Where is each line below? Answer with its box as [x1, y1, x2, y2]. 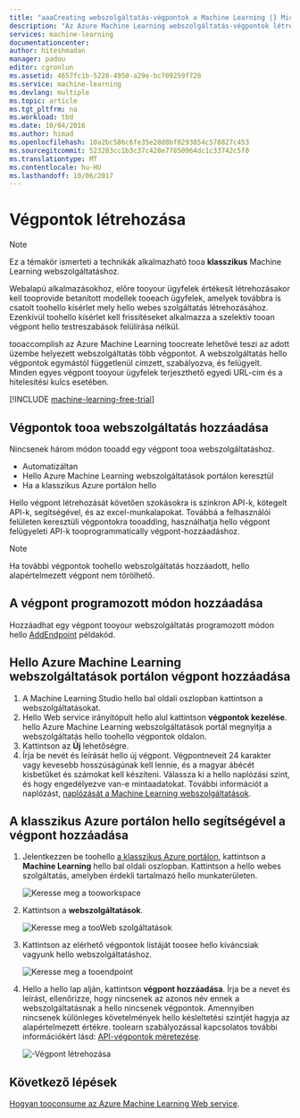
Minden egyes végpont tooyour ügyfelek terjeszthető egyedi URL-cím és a [9, 368, 283, 378]
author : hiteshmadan [9, 47, 87, 55]
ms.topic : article [9, 96, 78, 106]
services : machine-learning [9, 30, 114, 38]
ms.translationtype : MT [9, 154, 98, 164]
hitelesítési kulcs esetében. [9, 377, 109, 387]
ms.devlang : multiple [9, 88, 90, 97]
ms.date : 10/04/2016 [9, 122, 87, 131]
